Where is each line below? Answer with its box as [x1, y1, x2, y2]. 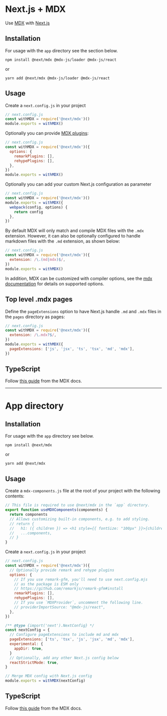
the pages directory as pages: [5, 314, 65, 320]
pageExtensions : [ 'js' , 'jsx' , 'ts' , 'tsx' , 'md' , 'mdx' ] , [9, 346, 135, 352]
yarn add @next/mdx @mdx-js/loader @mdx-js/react [5, 76, 110, 81]
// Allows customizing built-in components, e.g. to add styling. [9, 516, 150, 521]
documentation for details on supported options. [5, 280, 104, 287]
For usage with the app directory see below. [5, 433, 94, 439]
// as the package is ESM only [14, 582, 79, 587]
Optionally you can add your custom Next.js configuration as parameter [5, 181, 152, 187]
